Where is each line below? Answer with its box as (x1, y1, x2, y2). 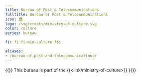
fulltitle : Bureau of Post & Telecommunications (5, 12, 108, 17)
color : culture (5, 26, 37, 31)
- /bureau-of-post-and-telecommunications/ (5, 53, 97, 58)
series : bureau (5, 30, 37, 35)
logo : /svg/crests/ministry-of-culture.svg (5, 21, 97, 26)
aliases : (5, 48, 23, 53)
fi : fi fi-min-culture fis (5, 39, 61, 45)
